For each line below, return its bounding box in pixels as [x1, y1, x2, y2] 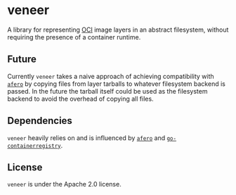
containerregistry [7, 142, 61, 149]
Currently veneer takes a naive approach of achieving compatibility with [7, 72, 214, 80]
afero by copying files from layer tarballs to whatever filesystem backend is [7, 80, 226, 88]
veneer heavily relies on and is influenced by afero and [7, 133, 166, 142]
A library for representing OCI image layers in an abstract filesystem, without [7, 25, 229, 34]
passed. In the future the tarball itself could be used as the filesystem [7, 87, 208, 95]
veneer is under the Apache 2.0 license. [7, 180, 122, 189]
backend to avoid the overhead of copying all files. [7, 94, 154, 103]
